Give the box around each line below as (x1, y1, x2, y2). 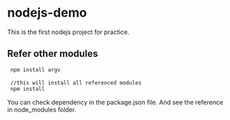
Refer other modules (7, 48, 99, 60)
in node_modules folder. (7, 105, 77, 114)
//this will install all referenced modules (10, 79, 141, 86)
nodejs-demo (7, 5, 87, 21)
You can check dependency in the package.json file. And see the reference (7, 98, 224, 107)
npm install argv (10, 66, 61, 74)
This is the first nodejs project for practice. (7, 28, 130, 36)
